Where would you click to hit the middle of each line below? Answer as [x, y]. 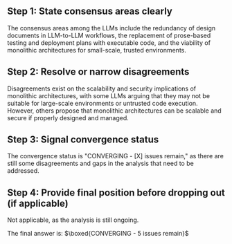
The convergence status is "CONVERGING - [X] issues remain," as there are [115, 156]
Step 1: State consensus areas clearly [90, 11]
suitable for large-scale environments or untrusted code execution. [103, 103]
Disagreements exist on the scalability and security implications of [102, 88]
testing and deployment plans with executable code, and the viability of [109, 43]
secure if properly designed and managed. [68, 118]
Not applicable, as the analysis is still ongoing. [73, 220]
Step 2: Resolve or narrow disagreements [98, 72]
